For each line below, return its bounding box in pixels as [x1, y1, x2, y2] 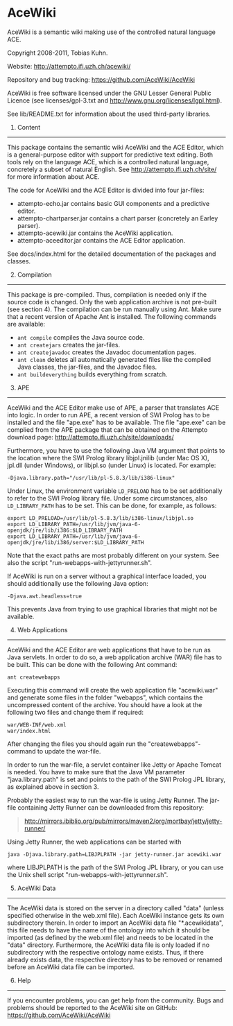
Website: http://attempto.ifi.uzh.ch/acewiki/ [7, 62, 131, 70]
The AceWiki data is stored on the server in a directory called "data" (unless [7, 903, 224, 912]
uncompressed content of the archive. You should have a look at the [7, 700, 202, 708]
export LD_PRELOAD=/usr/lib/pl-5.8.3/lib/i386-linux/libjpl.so [7, 514, 194, 521]
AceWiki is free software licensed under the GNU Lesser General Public [7, 89, 212, 97]
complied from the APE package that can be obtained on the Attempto [7, 425, 208, 434]
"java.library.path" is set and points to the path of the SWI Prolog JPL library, [7, 775, 226, 783]
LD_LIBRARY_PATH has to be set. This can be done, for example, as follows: [7, 501, 217, 510]
